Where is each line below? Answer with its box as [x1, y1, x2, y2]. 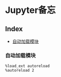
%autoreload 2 [5, 68, 35, 73]
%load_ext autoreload [5, 64, 50, 69]
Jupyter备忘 [5, 4, 56, 16]
